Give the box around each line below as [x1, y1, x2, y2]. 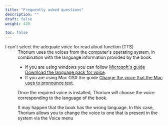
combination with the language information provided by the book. [17, 54, 152, 60]
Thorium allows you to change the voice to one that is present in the [17, 110, 158, 116]
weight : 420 [5, 21, 30, 26]
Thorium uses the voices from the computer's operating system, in [17, 49, 155, 55]
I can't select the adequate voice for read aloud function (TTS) [5, 44, 134, 50]
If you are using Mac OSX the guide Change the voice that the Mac [24, 75, 163, 81]
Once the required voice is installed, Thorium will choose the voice [17, 90, 155, 96]
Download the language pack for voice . [24, 69, 106, 75]
